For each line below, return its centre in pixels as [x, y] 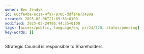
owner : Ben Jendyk [24, 10]
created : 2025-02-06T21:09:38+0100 [42, 19]
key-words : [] [20, 32]
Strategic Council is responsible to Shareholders [54, 46]
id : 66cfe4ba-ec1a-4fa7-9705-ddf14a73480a [49, 14]
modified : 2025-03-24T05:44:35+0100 [43, 23]
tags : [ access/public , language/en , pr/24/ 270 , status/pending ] [72, 28]
